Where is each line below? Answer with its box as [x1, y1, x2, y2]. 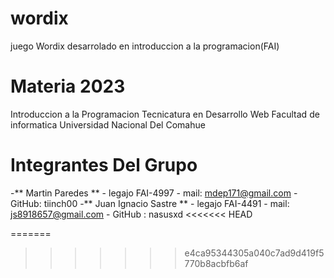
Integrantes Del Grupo [10, 154, 198, 177]
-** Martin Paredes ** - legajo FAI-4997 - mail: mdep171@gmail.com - [10, 187, 298, 199]
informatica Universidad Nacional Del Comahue [10, 118, 206, 131]
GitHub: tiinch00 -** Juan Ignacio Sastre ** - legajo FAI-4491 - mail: [10, 197, 290, 209]
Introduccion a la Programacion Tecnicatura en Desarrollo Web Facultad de [10, 108, 320, 120]
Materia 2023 [10, 75, 126, 98]
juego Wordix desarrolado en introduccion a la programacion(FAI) [10, 40, 280, 52]
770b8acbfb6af [184, 257, 249, 269]
